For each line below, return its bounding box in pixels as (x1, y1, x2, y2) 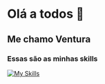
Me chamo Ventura (7, 33, 91, 45)
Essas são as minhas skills (7, 54, 98, 64)
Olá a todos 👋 (7, 6, 84, 22)
